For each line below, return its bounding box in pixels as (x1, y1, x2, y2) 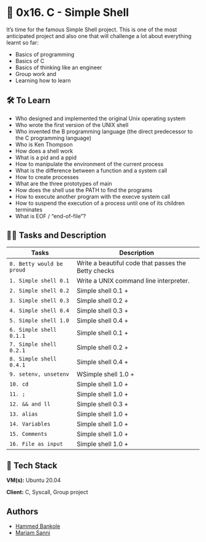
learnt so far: (6, 39, 39, 46)
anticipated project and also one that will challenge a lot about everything (6, 32, 192, 39)
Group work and (15, 70, 56, 77)
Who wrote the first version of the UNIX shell (15, 121, 129, 128)
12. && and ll (9, 400, 51, 407)
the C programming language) (15, 134, 92, 142)
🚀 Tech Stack (6, 460, 58, 471)
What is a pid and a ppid (15, 153, 77, 161)
